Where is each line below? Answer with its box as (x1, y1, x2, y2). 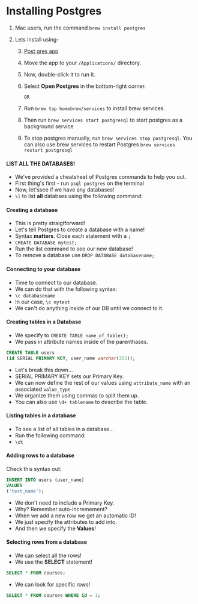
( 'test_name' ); (6, 488, 44, 494)
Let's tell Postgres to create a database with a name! (14, 226, 145, 233)
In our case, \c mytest (14, 298, 70, 305)
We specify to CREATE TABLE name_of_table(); (14, 331, 129, 338)
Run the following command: (14, 432, 86, 439)
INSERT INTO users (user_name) (6, 477, 85, 483)
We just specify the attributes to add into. (14, 518, 117, 525)
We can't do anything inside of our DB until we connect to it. (14, 304, 164, 311)
